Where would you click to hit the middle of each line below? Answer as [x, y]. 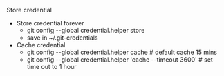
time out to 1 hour [52, 67]
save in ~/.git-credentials [62, 38]
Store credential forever [50, 23]
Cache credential [41, 45]
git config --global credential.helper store [86, 30]
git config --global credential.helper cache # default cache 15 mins [122, 52]
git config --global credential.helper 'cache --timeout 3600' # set [120, 60]
